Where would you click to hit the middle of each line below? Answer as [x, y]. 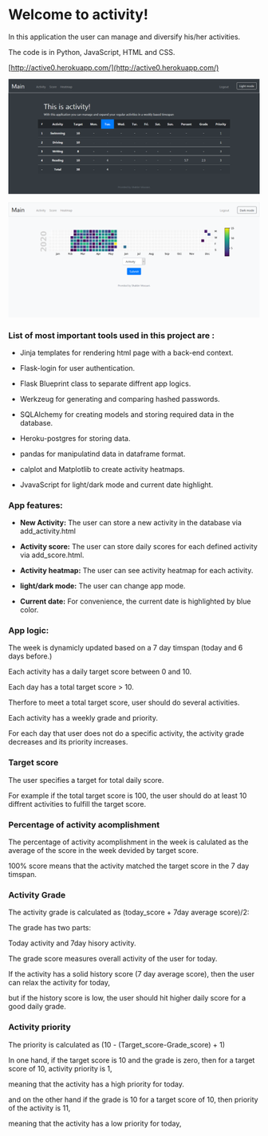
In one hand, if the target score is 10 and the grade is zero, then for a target [132, 1060]
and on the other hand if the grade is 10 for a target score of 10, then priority [133, 1099]
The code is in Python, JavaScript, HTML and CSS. [92, 52]
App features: [36, 505]
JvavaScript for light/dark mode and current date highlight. [116, 485]
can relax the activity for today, [59, 983]
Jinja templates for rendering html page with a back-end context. [126, 352]
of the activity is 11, [39, 1108]
